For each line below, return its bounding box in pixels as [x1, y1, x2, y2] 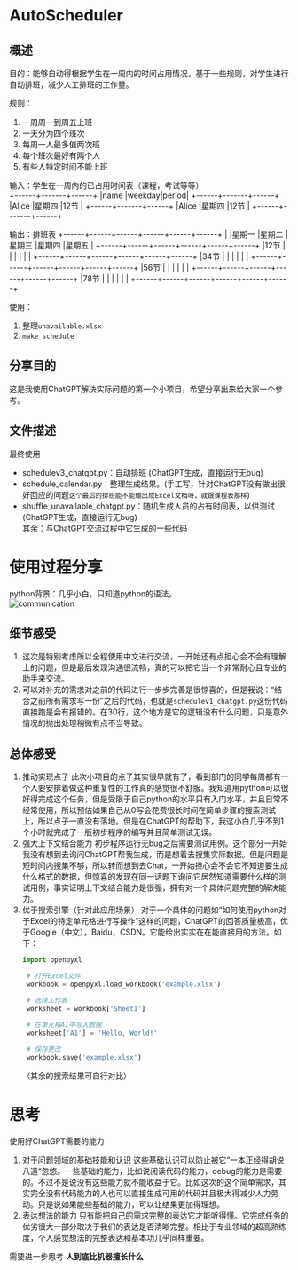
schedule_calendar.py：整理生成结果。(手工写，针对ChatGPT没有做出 [21, 478, 278, 489]
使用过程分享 [9, 556, 104, 577]
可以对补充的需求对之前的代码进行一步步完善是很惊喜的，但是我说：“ [21, 684, 275, 695]
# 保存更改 [26, 1045, 61, 1054]
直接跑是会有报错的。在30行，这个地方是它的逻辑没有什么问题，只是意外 [21, 706, 289, 717]
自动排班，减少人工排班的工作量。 [9, 79, 134, 90]
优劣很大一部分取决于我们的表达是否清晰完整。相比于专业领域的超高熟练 [21, 1221, 286, 1232]
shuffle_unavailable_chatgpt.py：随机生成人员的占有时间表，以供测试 [21, 501, 276, 511]
